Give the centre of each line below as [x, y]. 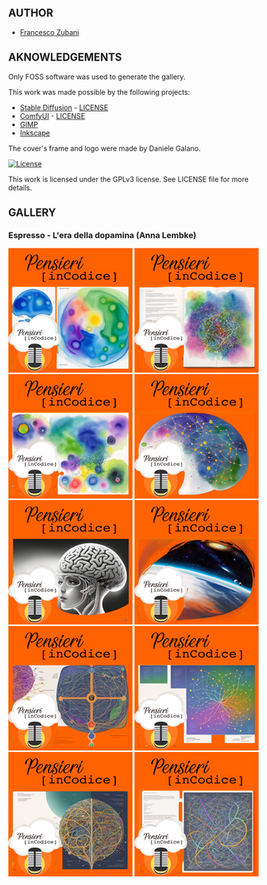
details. [20, 187]
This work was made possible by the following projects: [99, 92]
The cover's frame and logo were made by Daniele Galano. [104, 148]
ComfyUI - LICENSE [52, 116]
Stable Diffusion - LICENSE [64, 108]
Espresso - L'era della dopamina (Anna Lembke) [103, 235]
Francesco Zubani [49, 32]
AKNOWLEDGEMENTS [65, 58]
